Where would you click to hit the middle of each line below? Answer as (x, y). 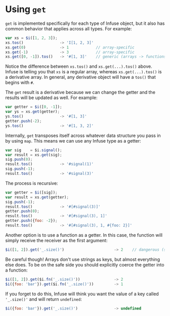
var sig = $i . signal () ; (34, 150)
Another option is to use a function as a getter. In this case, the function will (84, 235)
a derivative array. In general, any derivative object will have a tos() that (80, 77)
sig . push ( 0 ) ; (19, 160)
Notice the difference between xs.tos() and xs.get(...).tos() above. (79, 66)
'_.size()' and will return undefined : (44, 299)
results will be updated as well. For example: (51, 98)
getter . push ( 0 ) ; (22, 211)
